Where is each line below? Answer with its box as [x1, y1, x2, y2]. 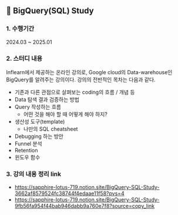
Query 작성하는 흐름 [14, 103, 62, 110]
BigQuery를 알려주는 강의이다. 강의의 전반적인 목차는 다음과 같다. [6, 76, 156, 83]
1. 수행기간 [6, 25, 35, 33]
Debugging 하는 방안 [14, 133, 63, 140]
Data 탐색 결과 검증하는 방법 [14, 95, 79, 103]
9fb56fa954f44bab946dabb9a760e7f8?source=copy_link [14, 203, 155, 210]
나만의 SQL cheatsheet [23, 125, 78, 133]
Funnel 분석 [14, 140, 42, 147]
